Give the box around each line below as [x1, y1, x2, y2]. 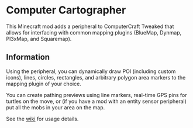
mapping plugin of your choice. [6, 80, 82, 87]
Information [6, 52, 50, 62]
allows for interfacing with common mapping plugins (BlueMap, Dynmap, [6, 29, 182, 36]
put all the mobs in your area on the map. [6, 103, 105, 111]
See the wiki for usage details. [6, 115, 79, 122]
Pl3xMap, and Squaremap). [6, 35, 72, 42]
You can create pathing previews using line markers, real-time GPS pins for [6, 91, 187, 98]
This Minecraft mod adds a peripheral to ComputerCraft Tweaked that [6, 23, 174, 30]
